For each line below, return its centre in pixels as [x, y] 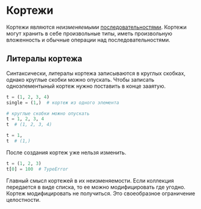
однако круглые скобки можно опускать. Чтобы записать [80, 79]
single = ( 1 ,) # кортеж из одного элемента [63, 103]
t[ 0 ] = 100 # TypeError [37, 169]
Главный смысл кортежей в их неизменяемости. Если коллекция [90, 180]
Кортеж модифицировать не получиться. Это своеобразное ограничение [101, 193]
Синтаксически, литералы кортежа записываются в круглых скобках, [96, 73]
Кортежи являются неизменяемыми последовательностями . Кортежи [97, 27]
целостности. [23, 199]
